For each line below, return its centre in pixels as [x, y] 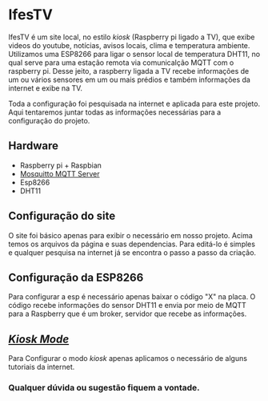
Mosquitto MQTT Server [60, 173]
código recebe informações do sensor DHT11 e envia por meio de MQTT [127, 306]
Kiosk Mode [39, 339]
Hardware [33, 146]
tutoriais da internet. [42, 367]
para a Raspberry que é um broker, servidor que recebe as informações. [128, 314]
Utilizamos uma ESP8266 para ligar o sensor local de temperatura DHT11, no [134, 54]
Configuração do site [62, 216]
